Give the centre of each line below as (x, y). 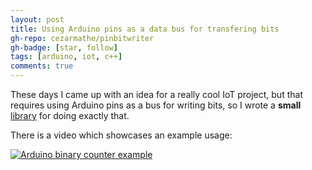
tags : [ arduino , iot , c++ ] (66, 57)
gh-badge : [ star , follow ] (64, 47)
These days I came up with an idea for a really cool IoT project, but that (156, 94)
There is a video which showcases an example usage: (121, 135)
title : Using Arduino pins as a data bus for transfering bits (145, 29)
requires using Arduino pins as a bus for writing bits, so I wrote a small (156, 105)
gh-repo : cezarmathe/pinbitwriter (82, 38)
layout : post (37, 19)
